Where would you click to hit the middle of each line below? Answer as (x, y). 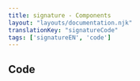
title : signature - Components (60, 15)
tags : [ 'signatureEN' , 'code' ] (60, 37)
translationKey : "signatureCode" (63, 30)
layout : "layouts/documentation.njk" (70, 23)
